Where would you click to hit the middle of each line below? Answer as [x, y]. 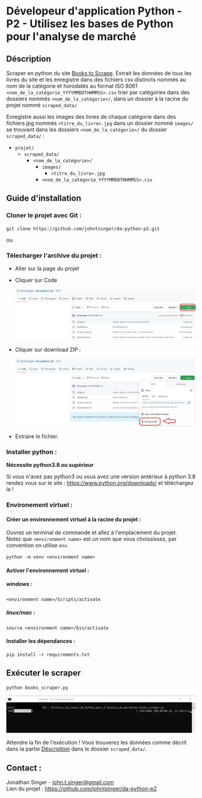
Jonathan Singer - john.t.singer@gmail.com [60, 782]
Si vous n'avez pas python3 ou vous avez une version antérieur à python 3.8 [101, 477]
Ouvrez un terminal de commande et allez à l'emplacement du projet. [92, 532]
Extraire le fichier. [37, 436]
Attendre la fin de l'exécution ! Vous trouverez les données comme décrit [96, 743]
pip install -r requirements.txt [48, 654]
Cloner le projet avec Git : [44, 216]
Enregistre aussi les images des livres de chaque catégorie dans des [91, 117]
